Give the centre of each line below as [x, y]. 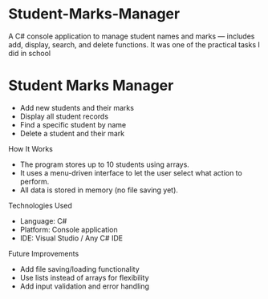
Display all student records [64, 116]
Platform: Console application [69, 229]
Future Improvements [44, 253]
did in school [29, 53]
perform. [35, 181]
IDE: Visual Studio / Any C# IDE [71, 238]
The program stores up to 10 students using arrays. [105, 164]
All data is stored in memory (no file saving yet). [99, 190]
